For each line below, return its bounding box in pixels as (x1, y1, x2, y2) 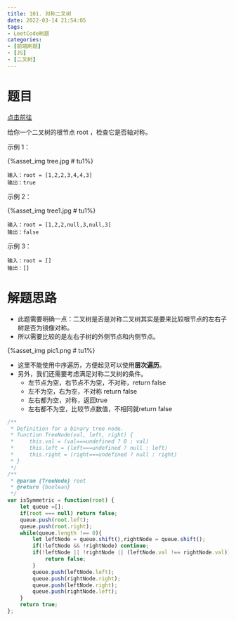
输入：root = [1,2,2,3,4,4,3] (7, 171, 93, 179)
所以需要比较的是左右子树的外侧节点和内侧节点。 (17, 332, 159, 340)
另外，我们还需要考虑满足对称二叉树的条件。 (17, 369, 147, 378)
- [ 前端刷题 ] (7, 43, 41, 50)
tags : (7, 23, 23, 30)
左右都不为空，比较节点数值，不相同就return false (27, 404, 173, 413)
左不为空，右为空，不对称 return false (27, 387, 138, 395)
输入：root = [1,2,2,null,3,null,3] (7, 221, 112, 228)
